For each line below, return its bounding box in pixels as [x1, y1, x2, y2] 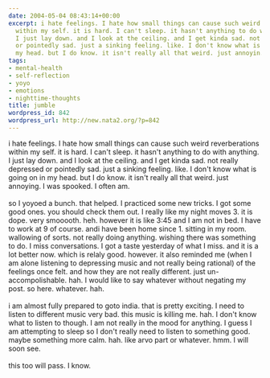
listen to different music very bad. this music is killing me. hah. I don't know [8, 309, 257, 318]
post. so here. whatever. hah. [8, 283, 104, 294]
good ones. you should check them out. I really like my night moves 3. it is [8, 207, 253, 216]
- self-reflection [8, 72, 70, 80]
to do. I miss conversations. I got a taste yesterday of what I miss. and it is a [8, 240, 259, 250]
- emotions [8, 86, 45, 95]
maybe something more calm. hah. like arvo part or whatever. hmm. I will [8, 335, 249, 344]
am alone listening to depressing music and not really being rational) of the [8, 258, 256, 268]
